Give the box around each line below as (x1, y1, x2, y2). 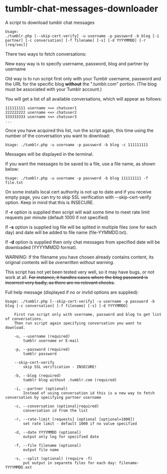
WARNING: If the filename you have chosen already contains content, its (5, 254, 154, 260)
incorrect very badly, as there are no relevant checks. (5, 279, 115, 285)
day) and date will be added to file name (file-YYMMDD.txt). (5, 229, 128, 235)
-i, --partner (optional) (14, 386, 68, 391)
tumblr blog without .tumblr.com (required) (23, 377, 117, 382)
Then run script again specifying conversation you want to (14, 320, 142, 326)
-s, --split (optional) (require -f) (14, 456, 93, 461)
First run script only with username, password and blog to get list (14, 312, 162, 317)
